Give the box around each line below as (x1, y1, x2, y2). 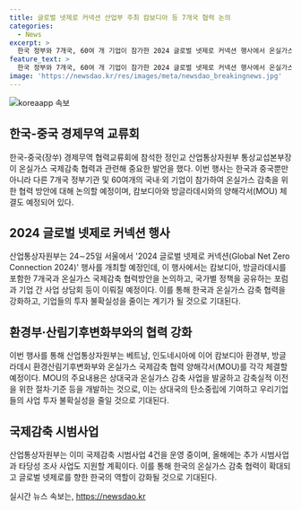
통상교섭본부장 (240, 152, 292, 163)
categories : (9, 22, 54, 31)
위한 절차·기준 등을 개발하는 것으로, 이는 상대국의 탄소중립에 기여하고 (18, 383, 258, 395)
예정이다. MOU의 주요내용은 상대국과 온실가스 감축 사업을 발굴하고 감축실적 (9, 373, 272, 383)
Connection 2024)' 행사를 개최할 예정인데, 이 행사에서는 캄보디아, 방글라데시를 (9, 262, 287, 273)
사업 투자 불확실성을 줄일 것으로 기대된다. (25, 395, 170, 406)
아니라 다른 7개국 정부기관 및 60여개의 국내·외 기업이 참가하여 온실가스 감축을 (9, 174, 279, 185)
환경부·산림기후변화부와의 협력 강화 (9, 324, 193, 339)
